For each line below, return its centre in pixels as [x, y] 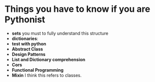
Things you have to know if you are [77, 9]
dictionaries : [25, 39]
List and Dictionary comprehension [48, 59]
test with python [29, 43]
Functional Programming [38, 70]
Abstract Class [27, 49]
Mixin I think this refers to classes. [46, 75]
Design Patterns [29, 54]
